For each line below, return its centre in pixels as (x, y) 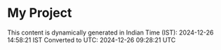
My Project (40, 13)
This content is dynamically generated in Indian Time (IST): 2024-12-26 (110, 32)
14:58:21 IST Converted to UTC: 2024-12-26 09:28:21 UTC (92, 39)
